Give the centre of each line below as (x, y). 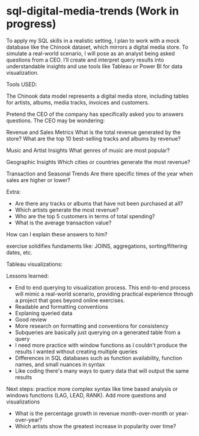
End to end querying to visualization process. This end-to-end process (103, 287)
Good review (31, 319)
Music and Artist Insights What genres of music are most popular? (88, 150)
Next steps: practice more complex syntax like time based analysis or (92, 389)
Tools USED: (22, 84)
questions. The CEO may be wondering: (56, 120)
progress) (31, 24)
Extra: (14, 192)
